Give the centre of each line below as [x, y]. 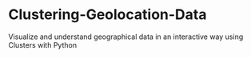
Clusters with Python [43, 44]
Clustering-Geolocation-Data [108, 15]
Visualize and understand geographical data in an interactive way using [126, 37]
